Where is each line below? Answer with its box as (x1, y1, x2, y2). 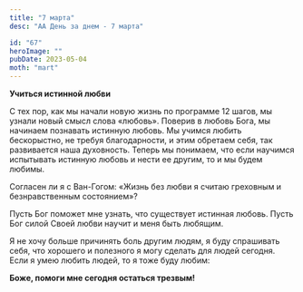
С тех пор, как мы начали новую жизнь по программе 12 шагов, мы (9, 106, 273, 116)
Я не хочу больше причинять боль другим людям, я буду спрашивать (9, 236, 280, 246)
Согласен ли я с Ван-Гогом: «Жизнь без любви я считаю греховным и (9, 181, 282, 191)
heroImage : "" (9, 46, 64, 55)
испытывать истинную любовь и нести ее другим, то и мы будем (9, 154, 263, 164)
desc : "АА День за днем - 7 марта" (9, 22, 144, 31)
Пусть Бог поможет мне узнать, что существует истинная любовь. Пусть (9, 209, 294, 219)
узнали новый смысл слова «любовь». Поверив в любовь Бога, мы (9, 115, 270, 126)
